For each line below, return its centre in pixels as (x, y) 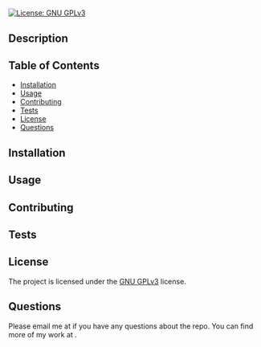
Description (38, 38)
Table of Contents (54, 65)
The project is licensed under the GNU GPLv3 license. (97, 281)
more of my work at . (43, 334)
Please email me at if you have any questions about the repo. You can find (131, 326)
